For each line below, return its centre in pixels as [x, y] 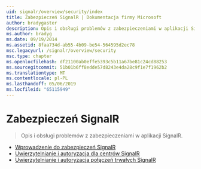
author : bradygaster [32, 23]
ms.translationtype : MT [36, 73]
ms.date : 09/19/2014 [32, 39]
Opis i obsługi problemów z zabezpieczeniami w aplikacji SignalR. [102, 136]
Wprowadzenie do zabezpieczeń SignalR [65, 147]
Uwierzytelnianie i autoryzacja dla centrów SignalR [77, 153]
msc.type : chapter [29, 56]
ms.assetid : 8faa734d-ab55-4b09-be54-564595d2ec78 [71, 45]
